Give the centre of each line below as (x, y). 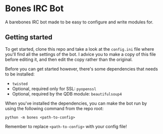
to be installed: (20, 74)
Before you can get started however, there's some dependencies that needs (81, 69)
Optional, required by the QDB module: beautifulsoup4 (67, 94)
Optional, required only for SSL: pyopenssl (54, 89)
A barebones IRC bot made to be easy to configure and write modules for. (79, 22)
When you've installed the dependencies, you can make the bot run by (76, 103)
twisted (20, 84)
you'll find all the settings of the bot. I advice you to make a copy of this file (81, 54)
